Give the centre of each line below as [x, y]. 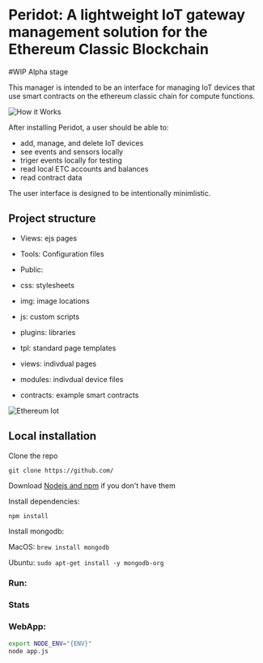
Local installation [53, 436]
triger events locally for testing [71, 160]
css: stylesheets [47, 285]
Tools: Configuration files [62, 253]
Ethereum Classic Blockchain [108, 49]
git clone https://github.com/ [61, 470]
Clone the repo [33, 456]
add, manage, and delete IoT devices [82, 142]
